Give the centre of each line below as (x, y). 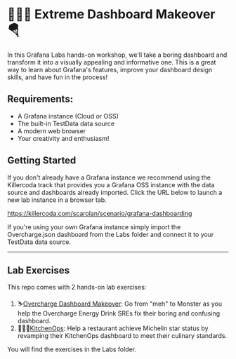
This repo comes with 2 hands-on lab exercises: (77, 287)
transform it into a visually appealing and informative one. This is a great (112, 62)
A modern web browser (52, 131)
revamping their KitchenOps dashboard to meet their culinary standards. (122, 336)
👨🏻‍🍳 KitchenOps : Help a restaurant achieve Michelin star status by (113, 328)
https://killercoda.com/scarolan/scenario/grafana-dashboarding (100, 213)
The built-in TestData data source (66, 123)
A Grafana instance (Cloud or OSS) (68, 116)
